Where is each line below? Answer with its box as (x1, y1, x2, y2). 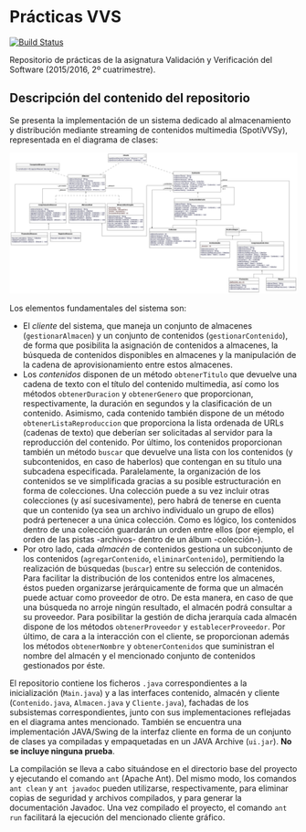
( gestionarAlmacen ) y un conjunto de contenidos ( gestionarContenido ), (22, 330, 289, 341)
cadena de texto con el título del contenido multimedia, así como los (22, 378, 280, 389)
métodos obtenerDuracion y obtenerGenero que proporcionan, (22, 388, 254, 399)
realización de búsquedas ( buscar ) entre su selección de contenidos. (22, 563, 282, 574)
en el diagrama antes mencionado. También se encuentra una (9, 716, 242, 727)
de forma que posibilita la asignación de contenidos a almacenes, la (22, 340, 279, 351)
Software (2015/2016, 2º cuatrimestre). (9, 64, 156, 75)
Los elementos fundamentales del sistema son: (9, 302, 187, 313)
